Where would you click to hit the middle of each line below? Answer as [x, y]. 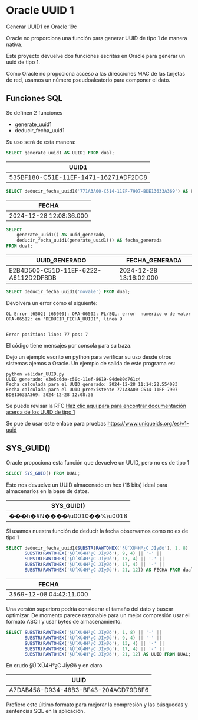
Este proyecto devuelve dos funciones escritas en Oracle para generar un [96, 56]
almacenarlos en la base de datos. [48, 491]
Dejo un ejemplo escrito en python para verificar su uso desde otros [89, 357]
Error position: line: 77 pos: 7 [47, 335]
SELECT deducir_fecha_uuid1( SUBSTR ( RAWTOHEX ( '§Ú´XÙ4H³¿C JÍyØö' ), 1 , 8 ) [97, 548]
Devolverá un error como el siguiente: [52, 303]
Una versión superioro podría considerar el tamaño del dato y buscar [90, 609]
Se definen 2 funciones [34, 112]
